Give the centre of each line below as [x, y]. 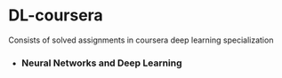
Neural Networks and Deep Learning [102, 63]
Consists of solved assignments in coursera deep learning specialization [141, 40]
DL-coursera [56, 16]
